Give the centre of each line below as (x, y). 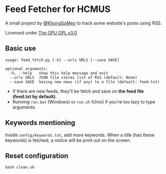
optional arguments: (27, 68)
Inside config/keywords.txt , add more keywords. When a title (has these (80, 135)
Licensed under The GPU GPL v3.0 (41, 32)
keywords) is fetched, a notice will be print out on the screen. (68, 140)
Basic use (21, 48)
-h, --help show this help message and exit (59, 73)
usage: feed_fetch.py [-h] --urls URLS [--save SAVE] (62, 60)
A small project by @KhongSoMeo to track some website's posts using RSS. (83, 23)
